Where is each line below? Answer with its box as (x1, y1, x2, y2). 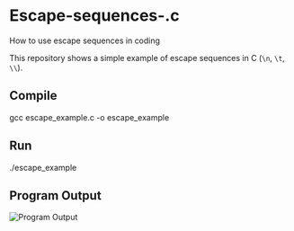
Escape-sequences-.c (9, 5, 180, 26)
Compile (9, 88, 58, 103)
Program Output (9, 188, 102, 203)
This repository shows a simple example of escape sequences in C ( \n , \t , (9, 52, 285, 63)
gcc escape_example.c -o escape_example (9, 111, 170, 122)
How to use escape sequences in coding (9, 35, 160, 46)
